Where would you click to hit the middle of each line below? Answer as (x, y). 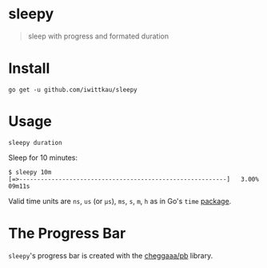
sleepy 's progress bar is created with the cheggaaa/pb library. (111, 255)
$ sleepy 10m (30, 172)
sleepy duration (35, 142)
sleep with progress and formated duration (98, 36)
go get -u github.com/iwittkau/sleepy (73, 90)
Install (29, 68)
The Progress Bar (67, 234)
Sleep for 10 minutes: (43, 158)
